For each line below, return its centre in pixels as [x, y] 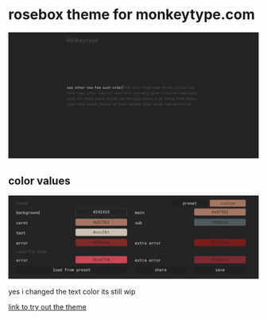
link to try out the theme [47, 307]
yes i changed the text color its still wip [72, 292]
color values [39, 181]
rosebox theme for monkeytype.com [132, 15]
